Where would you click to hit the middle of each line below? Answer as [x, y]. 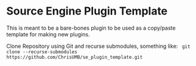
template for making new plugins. [48, 34]
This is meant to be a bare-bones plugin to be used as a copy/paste [91, 28]
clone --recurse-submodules [42, 52]
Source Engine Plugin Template [87, 11]
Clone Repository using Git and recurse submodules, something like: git [98, 46]
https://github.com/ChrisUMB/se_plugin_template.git [75, 57]
